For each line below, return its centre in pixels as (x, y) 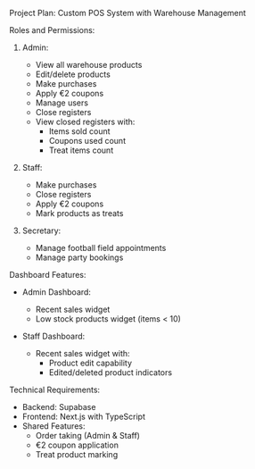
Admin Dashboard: (57, 292)
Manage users (62, 103)
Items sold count (79, 131)
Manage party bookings (79, 257)
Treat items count (81, 150)
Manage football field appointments (101, 248)
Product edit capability (90, 363)
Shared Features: (53, 426)
